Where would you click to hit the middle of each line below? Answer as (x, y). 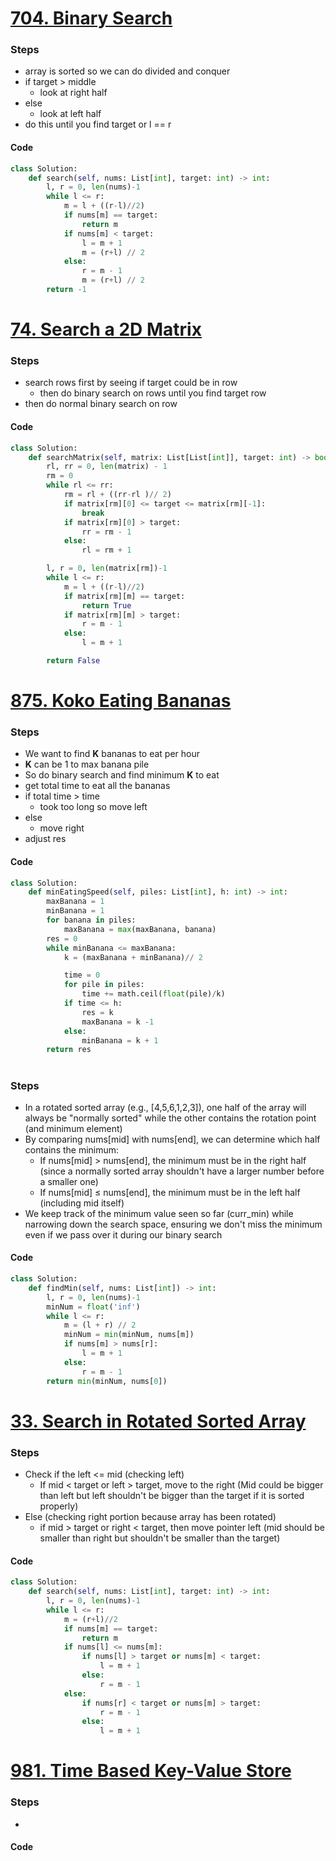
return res (69, 1050)
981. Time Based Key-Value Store (151, 1771)
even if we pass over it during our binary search (123, 1234)
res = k (97, 1012)
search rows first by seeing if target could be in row (131, 383)
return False (73, 661)
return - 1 (66, 290)
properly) (59, 1506)
